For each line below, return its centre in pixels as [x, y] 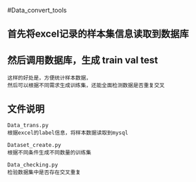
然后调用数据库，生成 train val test [83, 60]
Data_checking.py [33, 165]
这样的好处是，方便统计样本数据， [49, 78]
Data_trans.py [28, 126]
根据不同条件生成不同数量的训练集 [49, 153]
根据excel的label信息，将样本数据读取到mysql [68, 133]
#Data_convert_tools [37, 10]
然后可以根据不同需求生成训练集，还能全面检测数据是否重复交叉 [86, 86]
